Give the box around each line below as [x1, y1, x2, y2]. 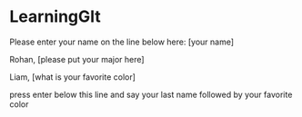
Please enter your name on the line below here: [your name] [9, 36, 235, 47]
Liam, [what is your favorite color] [9, 71, 136, 83]
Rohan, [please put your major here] [9, 54, 145, 64]
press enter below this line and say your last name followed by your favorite [9, 89, 293, 100]
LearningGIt [9, 6, 102, 27]
